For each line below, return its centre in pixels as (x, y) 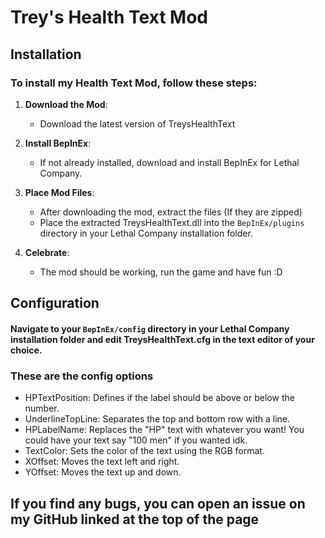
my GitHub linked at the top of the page (135, 519)
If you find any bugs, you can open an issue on (158, 503)
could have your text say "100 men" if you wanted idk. (136, 440)
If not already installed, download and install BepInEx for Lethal (169, 162)
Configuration (55, 303)
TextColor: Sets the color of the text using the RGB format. (144, 451)
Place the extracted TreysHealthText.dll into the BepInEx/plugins (172, 222)
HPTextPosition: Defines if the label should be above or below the (159, 398)
